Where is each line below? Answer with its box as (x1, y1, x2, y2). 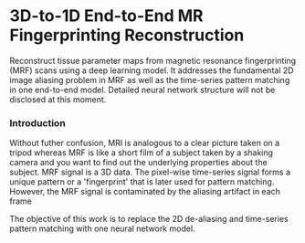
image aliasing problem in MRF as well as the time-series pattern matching (9, 74, 290, 85)
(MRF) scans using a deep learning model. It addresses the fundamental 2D (9, 65, 294, 76)
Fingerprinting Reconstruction (9, 25, 245, 46)
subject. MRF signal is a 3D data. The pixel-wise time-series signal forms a (9, 166, 290, 178)
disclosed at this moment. (9, 93, 107, 105)
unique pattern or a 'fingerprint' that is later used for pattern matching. (9, 176, 275, 187)
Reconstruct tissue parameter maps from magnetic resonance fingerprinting (9, 55, 297, 66)
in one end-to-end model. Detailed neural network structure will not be (9, 84, 276, 95)
